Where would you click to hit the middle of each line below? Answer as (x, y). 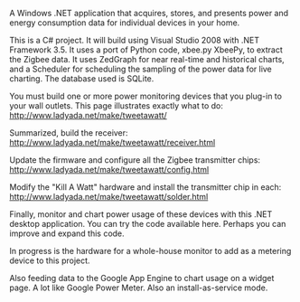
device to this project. (50, 260)
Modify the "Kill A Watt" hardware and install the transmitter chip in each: (145, 187)
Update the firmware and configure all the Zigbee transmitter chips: (135, 160)
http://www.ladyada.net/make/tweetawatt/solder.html (109, 197)
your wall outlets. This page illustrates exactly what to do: (116, 106)
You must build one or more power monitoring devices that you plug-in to (146, 96)
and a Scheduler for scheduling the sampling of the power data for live (141, 69)
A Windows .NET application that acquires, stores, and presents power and (149, 13)
